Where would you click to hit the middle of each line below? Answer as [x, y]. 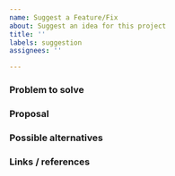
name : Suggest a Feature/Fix [64, 17]
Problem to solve [47, 90]
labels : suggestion [46, 42]
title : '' [28, 34]
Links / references [50, 162]
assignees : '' [36, 51]
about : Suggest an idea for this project [88, 26]
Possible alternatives [56, 138]
